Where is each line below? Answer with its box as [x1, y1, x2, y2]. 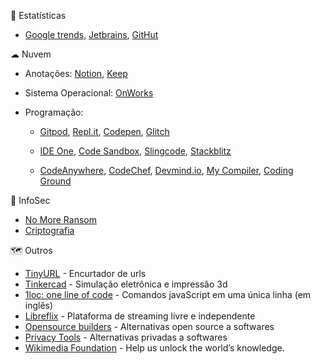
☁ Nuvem [10, 48, 52, 60]
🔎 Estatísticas [10, 10, 67, 21]
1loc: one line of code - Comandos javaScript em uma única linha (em [24, 289, 312, 300]
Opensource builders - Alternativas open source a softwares [24, 321, 275, 332]
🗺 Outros [10, 245, 53, 256]
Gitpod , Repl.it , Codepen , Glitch [39, 126, 170, 137]
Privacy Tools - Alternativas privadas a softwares [24, 331, 228, 343]
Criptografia [24, 225, 75, 236]
